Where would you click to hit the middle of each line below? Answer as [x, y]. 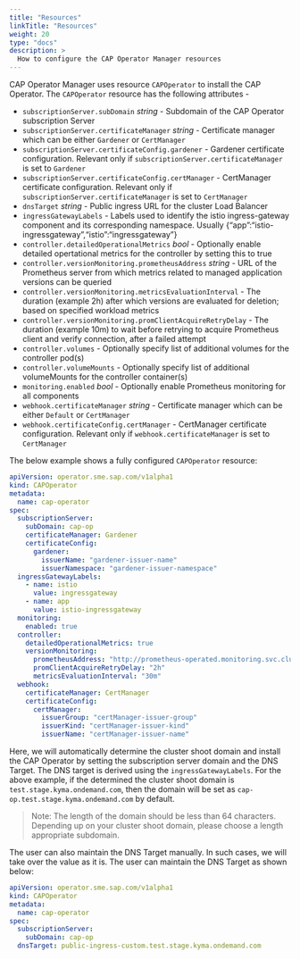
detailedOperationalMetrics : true [89, 643]
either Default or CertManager [76, 415]
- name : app [47, 602]
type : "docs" [33, 42]
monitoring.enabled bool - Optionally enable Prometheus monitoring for [154, 386]
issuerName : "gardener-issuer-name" [109, 560]
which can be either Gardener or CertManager [104, 140]
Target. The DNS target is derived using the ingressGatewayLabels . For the [145, 770]
